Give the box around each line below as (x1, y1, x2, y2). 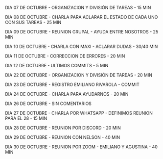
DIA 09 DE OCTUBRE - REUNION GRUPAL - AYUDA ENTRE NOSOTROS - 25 (5, 29, 159, 34)
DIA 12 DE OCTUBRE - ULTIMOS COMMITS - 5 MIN (5, 63, 109, 68)
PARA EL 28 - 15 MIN (5, 115, 47, 121)
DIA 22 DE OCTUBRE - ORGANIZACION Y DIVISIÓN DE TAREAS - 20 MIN (5, 72, 153, 78)
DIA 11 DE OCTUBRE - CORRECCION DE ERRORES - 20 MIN (5, 53, 125, 59)
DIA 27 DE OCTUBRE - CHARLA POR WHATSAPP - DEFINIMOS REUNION (5, 110, 153, 116)
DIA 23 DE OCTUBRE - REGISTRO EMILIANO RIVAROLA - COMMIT (5, 81, 140, 87)
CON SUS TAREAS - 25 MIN (5, 20, 62, 25)
